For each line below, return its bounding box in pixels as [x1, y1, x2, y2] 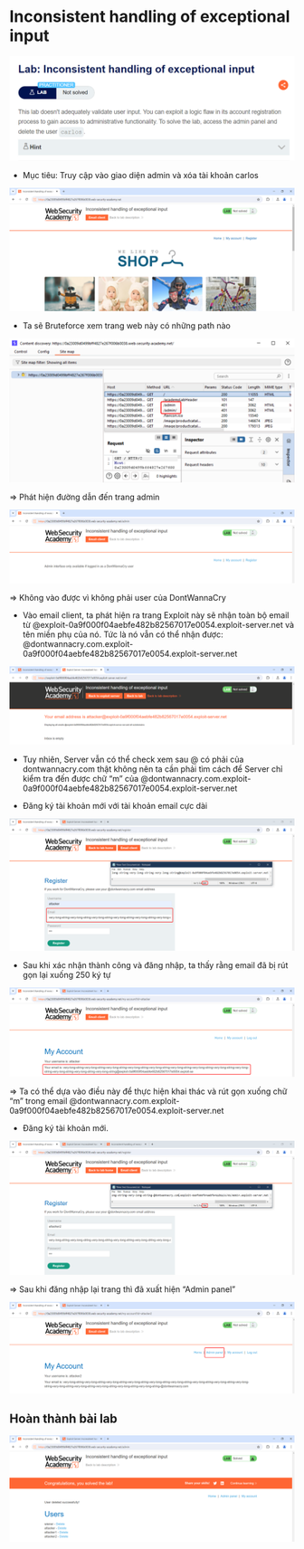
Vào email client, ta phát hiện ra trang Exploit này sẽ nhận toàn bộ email [22, 609, 290, 621]
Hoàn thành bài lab [9, 1411, 118, 1427]
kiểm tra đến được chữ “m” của [22, 773, 139, 784]
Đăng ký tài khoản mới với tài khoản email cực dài [22, 800, 208, 811]
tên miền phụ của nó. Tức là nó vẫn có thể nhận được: [22, 629, 223, 640]
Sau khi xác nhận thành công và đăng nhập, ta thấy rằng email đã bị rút [22, 960, 289, 970]
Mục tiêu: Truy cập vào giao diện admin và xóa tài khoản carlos [22, 170, 260, 180]
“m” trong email [9, 1095, 68, 1106]
